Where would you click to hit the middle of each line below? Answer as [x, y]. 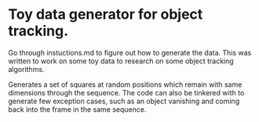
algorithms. [26, 69]
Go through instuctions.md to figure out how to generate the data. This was [130, 52]
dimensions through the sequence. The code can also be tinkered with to [126, 92]
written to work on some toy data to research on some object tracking [121, 61]
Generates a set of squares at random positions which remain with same [125, 84]
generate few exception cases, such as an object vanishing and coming [124, 101]
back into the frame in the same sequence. [77, 109]
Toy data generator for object [106, 14]
